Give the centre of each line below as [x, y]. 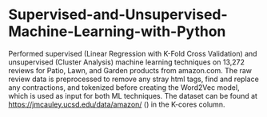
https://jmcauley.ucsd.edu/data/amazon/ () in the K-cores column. [117, 104]
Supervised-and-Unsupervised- [118, 15]
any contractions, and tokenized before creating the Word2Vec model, [124, 87]
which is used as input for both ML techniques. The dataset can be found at [133, 96]
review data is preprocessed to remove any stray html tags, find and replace [134, 79]
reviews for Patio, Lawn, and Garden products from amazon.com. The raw [130, 70]
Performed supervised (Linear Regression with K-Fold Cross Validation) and [133, 53]
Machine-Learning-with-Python [117, 31]
